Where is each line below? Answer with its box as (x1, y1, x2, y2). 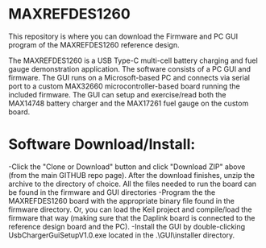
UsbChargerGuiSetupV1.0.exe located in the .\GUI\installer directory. (8, 230, 235, 240)
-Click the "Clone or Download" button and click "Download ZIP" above (8, 162, 246, 172)
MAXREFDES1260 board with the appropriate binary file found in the (8, 196, 235, 205)
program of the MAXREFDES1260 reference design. (8, 39, 180, 49)
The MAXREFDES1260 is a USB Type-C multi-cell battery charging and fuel (8, 56, 258, 65)
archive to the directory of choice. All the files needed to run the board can (8, 179, 256, 188)
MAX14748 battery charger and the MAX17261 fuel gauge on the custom (8, 98, 249, 108)
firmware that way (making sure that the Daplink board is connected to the (8, 213, 256, 222)
